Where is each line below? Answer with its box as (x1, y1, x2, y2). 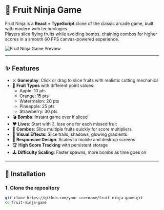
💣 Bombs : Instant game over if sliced (12, 114, 88, 120)
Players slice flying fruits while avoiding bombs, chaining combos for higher (5, 31, 158, 37)
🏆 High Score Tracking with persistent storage (12, 142, 108, 148)
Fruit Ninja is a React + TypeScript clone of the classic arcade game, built (5, 21, 154, 26)
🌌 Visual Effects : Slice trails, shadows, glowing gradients (12, 131, 127, 137)
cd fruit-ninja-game (5, 200, 47, 205)
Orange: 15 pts (19, 93, 49, 99)
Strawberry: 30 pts (19, 108, 58, 114)
